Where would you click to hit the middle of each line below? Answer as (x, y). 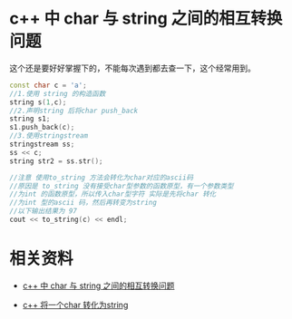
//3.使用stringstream (49, 136)
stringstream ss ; (42, 145)
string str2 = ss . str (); (56, 161)
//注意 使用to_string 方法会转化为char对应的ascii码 (101, 178)
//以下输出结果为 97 (44, 211)
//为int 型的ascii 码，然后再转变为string (83, 203)
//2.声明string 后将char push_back (74, 111)
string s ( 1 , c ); (38, 102)
